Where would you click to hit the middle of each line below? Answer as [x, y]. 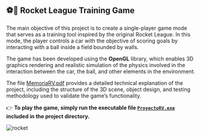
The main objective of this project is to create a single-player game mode [97, 28]
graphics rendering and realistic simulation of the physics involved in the [96, 65]
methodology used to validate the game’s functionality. [74, 96]
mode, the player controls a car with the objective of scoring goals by [92, 41]
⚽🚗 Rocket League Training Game [70, 10]
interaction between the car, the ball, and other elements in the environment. [101, 71]
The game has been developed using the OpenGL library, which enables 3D [100, 59]
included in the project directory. [48, 116]
